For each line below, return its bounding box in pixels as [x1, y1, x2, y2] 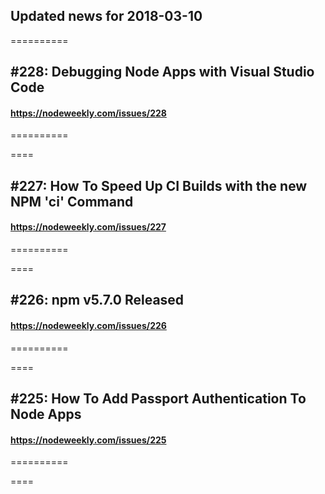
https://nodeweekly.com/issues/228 [10, 107, 167, 119]
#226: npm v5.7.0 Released [10, 292, 185, 309]
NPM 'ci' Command [10, 193, 134, 210]
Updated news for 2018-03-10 [10, 8, 203, 25]
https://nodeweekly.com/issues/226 [10, 319, 167, 331]
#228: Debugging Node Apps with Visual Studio [10, 64, 315, 81]
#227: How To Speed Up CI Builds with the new [10, 177, 308, 194]
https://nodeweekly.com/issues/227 [10, 221, 167, 233]
